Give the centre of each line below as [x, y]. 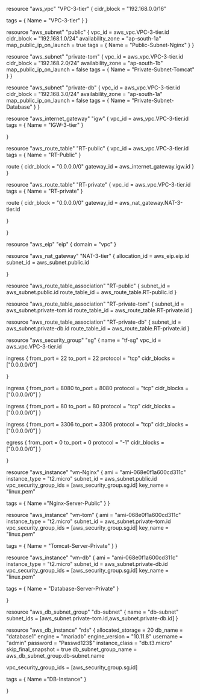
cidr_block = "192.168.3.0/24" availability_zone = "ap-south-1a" [84, 94]
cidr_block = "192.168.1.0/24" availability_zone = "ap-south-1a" [84, 38]
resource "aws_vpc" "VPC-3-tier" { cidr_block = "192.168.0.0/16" [86, 9]
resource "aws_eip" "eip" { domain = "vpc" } [61, 244]
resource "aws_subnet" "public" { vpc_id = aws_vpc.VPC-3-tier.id [88, 32]
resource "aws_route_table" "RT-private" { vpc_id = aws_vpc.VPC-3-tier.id [98, 185]
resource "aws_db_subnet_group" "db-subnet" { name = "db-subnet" [92, 612]
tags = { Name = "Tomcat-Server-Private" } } [62, 546]
